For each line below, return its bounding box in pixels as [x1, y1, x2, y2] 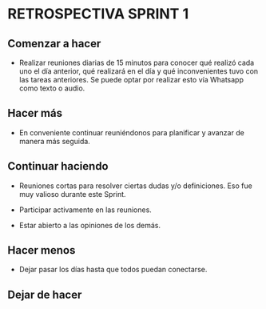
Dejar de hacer [7, 287, 82, 301]
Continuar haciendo [7, 159, 109, 173]
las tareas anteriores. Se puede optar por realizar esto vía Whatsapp [18, 75, 244, 84]
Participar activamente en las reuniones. [18, 205, 153, 215]
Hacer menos [7, 243, 76, 257]
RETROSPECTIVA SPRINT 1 [7, 5, 189, 23]
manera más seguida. [18, 136, 91, 146]
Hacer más [7, 106, 63, 120]
